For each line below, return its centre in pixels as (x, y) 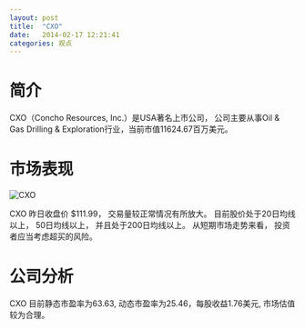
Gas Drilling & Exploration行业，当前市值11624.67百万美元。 (121, 129)
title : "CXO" (36, 26)
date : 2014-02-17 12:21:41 (65, 35)
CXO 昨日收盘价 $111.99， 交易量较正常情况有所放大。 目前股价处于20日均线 (152, 214)
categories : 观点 (41, 43)
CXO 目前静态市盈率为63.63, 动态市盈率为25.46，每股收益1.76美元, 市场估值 (152, 304)
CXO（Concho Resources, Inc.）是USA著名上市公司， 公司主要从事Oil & (145, 118)
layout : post (34, 18)
